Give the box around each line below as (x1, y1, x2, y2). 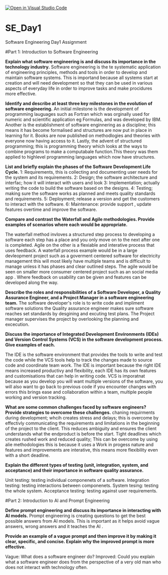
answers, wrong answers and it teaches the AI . (5, 523, 103, 529)
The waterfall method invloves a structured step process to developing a (5, 231, 155, 237)
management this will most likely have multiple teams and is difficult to (5, 258, 151, 264)
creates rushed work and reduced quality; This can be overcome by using (5, 436, 158, 442)
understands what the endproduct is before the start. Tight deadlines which (5, 430, 161, 437)
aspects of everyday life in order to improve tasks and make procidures (5, 85, 152, 91)
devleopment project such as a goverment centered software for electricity (5, 252, 160, 259)
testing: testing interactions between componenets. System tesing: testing (5, 482, 159, 488)
